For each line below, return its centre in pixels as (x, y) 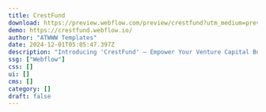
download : (25, 23)
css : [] (21, 67)
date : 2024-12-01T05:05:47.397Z (61, 45)
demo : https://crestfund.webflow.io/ (70, 30)
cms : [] (21, 81)
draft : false (30, 96)
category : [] (30, 89)
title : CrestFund (37, 15)
